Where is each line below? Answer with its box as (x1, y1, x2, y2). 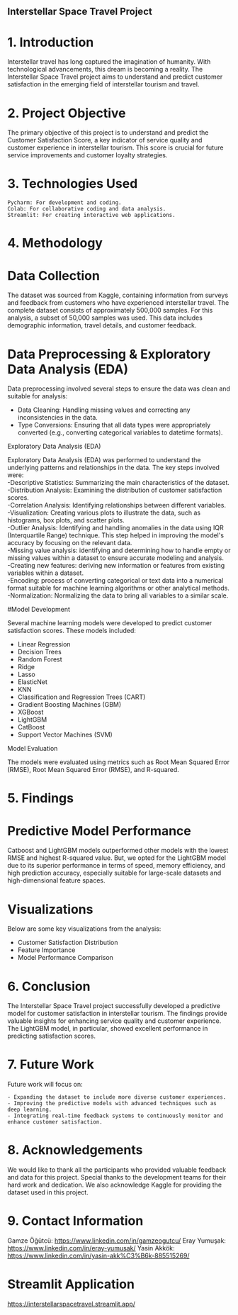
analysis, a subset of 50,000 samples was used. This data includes (7, 313, 203, 322)
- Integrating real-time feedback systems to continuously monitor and (7, 1112, 223, 1119)
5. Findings (7, 790, 74, 807)
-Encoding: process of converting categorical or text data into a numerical (7, 576, 224, 585)
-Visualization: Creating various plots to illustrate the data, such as (7, 508, 200, 517)
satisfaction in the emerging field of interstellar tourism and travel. (7, 80, 200, 89)
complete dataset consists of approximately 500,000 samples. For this (7, 306, 213, 315)
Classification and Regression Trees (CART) (17, 693, 146, 701)
